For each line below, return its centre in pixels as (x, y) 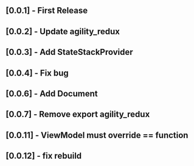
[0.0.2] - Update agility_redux (63, 31)
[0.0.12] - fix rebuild (44, 156)
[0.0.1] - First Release (47, 11)
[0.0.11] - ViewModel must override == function (97, 135)
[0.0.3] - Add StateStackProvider (69, 52)
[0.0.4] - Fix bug (37, 73)
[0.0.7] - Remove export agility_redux (78, 114)
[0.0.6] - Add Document (52, 94)
